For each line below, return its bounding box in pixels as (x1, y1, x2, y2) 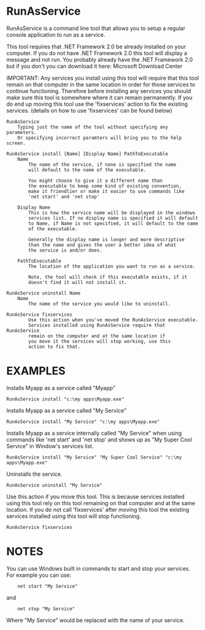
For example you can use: (6, 571, 72, 579)
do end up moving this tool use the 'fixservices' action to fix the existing (6, 100, 188, 108)
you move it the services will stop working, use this (28, 338, 171, 344)
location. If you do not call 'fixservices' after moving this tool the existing (6, 506, 190, 513)
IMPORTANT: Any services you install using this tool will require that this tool (6, 74, 199, 81)
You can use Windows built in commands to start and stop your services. (6, 564, 191, 572)
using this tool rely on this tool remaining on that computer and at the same (6, 499, 196, 506)
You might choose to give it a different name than (28, 178, 163, 184)
